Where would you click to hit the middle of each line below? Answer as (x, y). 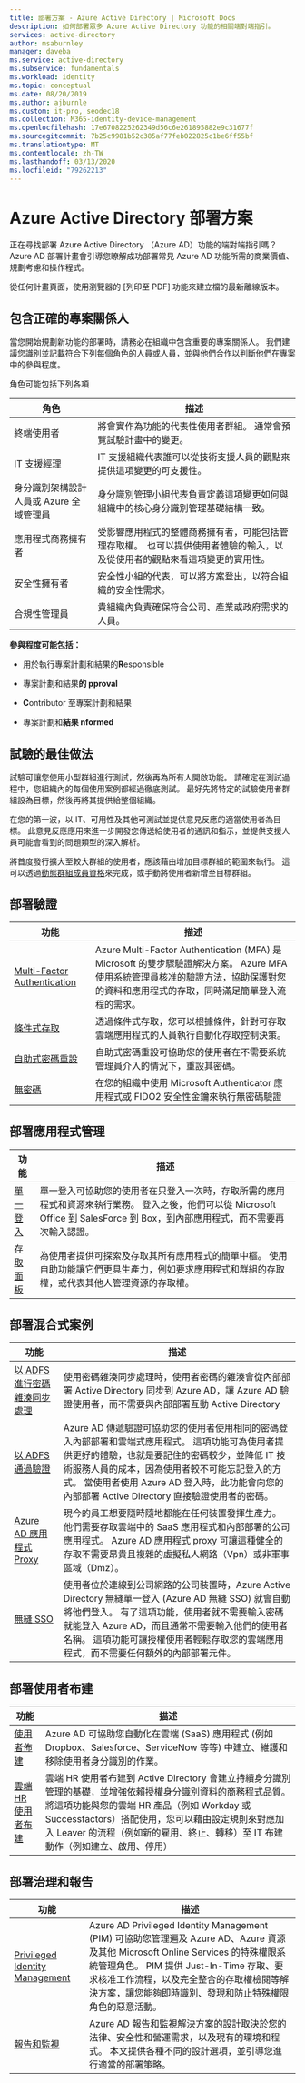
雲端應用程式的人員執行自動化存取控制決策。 (191, 1035)
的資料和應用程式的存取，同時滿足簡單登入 (186, 991)
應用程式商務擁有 (51, 539)
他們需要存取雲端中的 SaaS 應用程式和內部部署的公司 (177, 1527)
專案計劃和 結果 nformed (68, 722)
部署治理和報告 (51, 1882)
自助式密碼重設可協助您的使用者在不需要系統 (191, 1052)
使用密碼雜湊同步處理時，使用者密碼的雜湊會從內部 (172, 1377)
